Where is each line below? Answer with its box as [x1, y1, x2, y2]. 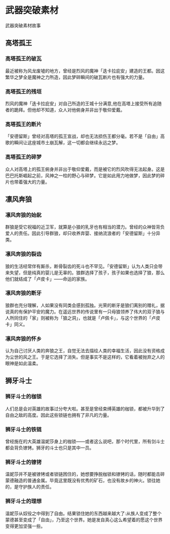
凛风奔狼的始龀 [5, 211, 42, 218]
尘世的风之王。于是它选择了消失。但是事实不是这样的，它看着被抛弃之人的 [9, 354, 165, 360]
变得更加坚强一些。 [5, 523, 46, 529]
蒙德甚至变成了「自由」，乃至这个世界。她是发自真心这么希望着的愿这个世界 [5, 516, 163, 523]
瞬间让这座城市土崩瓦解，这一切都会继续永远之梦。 [14, 140, 120, 146]
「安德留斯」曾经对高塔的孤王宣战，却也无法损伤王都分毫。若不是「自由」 [5, 133, 160, 140]
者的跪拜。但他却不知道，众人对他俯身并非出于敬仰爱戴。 [5, 107, 125, 113]
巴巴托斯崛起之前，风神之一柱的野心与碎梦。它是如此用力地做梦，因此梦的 [5, 172, 160, 178]
